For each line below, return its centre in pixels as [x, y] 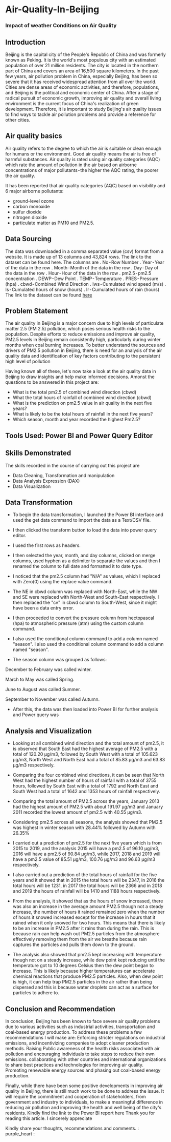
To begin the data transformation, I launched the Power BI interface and [88, 515]
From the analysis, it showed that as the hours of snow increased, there [88, 901]
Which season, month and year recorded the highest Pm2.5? [76, 420]
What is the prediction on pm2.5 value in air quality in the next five [82, 403]
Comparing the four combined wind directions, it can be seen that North [89, 775]
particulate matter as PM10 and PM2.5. [53, 223]
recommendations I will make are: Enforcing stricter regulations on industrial [85, 1038]
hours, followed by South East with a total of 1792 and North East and [86, 786]
